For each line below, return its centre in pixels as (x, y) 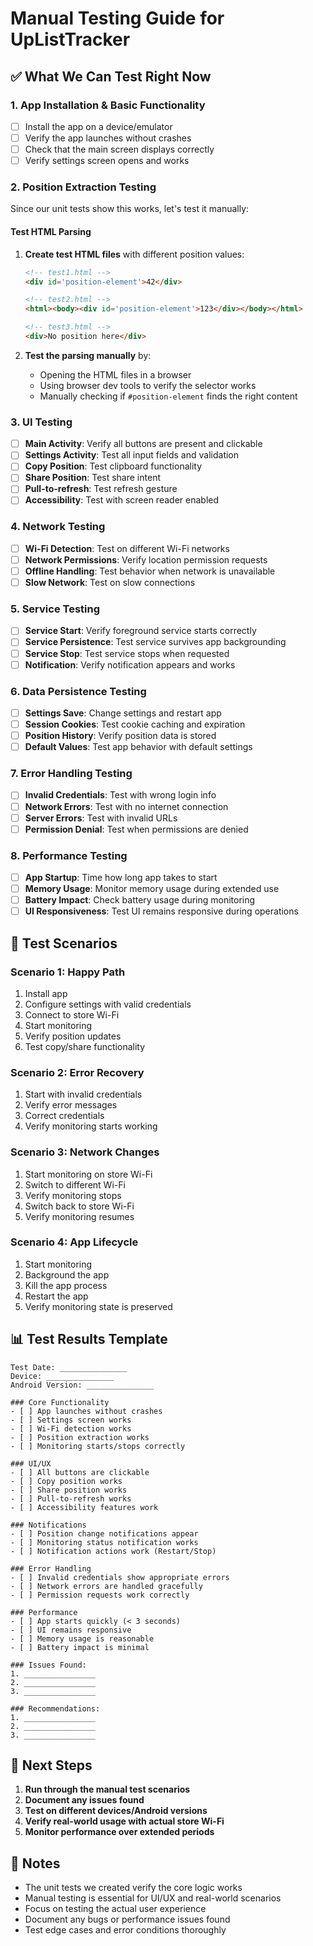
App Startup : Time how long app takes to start (121, 878)
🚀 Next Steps (51, 1765)
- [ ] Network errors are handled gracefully (106, 1586)
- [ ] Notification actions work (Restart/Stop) (113, 1551)
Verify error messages (71, 1105)
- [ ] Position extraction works (80, 1437)
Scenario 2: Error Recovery (77, 1072)
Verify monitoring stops (73, 1195)
